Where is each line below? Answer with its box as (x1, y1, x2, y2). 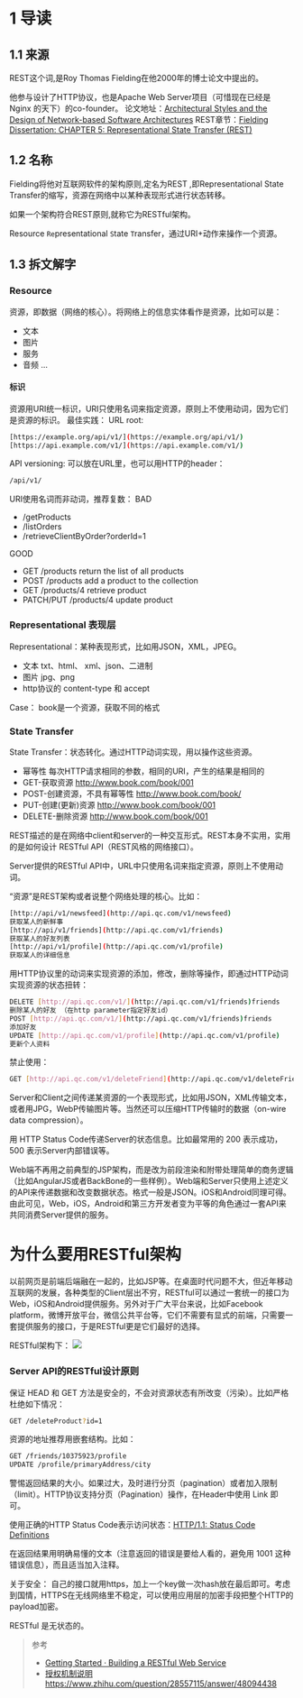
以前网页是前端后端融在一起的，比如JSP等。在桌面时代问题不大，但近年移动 (9, 1276, 293, 1287)
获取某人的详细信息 (9, 950, 70, 960)
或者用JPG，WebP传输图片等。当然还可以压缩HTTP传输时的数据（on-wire (9, 1104, 287, 1115)
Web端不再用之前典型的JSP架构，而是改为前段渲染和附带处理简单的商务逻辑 (9, 1164, 294, 1175)
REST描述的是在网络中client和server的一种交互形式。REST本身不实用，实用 (9, 830, 291, 840)
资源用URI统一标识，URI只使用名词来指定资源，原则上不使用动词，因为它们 (9, 403, 289, 414)
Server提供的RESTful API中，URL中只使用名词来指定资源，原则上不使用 (9, 860, 276, 871)
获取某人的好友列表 (9, 934, 70, 943)
